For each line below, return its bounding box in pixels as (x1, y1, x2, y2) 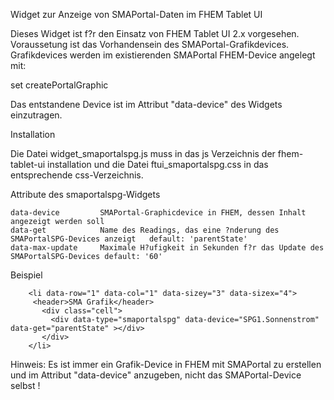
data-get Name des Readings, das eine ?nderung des (10, 225, 280, 235)
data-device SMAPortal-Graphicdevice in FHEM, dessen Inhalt (10, 208, 307, 218)
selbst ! (10, 380, 41, 391)
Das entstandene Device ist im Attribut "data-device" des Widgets (10, 99, 283, 110)
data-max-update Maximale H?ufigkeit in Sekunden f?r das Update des (10, 243, 325, 253)
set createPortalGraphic (10, 79, 109, 91)
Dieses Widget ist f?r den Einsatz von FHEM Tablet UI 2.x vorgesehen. (10, 28, 300, 39)
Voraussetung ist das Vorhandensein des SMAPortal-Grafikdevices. (10, 39, 290, 50)
